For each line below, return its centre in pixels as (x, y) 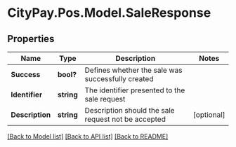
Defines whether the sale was (133, 70)
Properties (31, 39)
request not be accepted (125, 119)
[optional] (209, 115)
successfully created (119, 79)
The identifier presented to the (135, 90)
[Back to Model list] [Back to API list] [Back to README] (88, 136)
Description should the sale (130, 110)
